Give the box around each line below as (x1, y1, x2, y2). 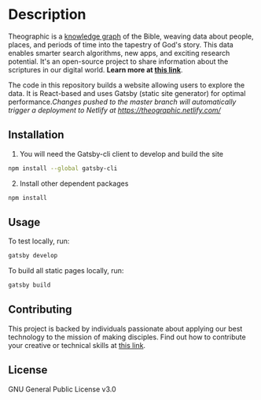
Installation (8, 128, 64, 142)
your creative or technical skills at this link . (8, 340, 146, 350)
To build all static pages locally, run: (8, 266, 124, 276)
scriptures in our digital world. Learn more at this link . (8, 65, 183, 74)
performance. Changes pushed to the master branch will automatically (8, 97, 237, 106)
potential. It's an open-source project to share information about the (8, 57, 229, 66)
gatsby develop (8, 252, 58, 260)
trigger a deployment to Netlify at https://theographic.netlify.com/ (8, 105, 222, 115)
